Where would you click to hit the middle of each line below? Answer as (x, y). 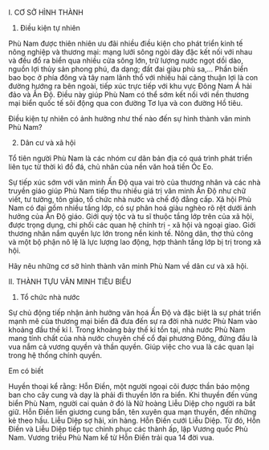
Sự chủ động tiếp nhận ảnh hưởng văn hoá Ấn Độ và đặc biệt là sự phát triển (134, 312)
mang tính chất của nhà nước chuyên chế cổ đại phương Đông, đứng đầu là (133, 338)
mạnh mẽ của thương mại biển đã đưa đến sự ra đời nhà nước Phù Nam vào (133, 321)
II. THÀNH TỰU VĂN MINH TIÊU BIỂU (70, 282)
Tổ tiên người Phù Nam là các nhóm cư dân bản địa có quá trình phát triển (130, 158)
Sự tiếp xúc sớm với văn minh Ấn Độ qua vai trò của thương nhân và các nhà (134, 182)
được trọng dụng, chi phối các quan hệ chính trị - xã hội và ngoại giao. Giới (132, 225)
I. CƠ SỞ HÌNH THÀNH (46, 12)
